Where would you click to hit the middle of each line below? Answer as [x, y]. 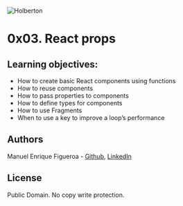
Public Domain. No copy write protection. [66, 195]
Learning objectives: [53, 64]
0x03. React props [62, 39]
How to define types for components [70, 103]
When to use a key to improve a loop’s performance [91, 118]
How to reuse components [55, 88]
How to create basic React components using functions [96, 81]
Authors [25, 140]
